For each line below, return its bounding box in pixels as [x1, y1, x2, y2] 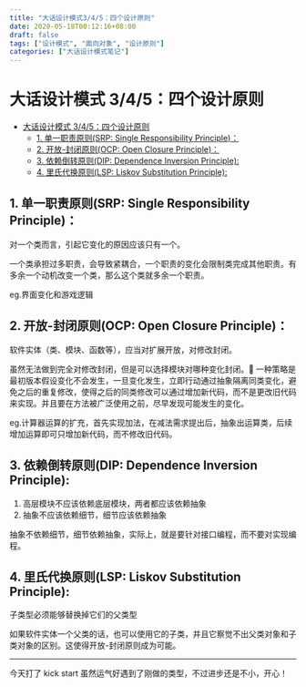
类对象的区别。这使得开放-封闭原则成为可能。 [9, 640, 181, 651]
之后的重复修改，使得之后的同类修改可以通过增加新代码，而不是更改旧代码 [16, 386, 297, 397]
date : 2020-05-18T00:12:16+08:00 [9, 22, 137, 31]
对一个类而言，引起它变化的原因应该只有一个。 [9, 239, 185, 250]
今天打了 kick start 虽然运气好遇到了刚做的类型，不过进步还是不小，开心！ [9, 668, 289, 679]
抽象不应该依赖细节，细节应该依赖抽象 [22, 509, 167, 520]
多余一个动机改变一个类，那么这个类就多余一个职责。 [9, 270, 209, 281]
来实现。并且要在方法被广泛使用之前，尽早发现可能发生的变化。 [9, 397, 249, 408]
